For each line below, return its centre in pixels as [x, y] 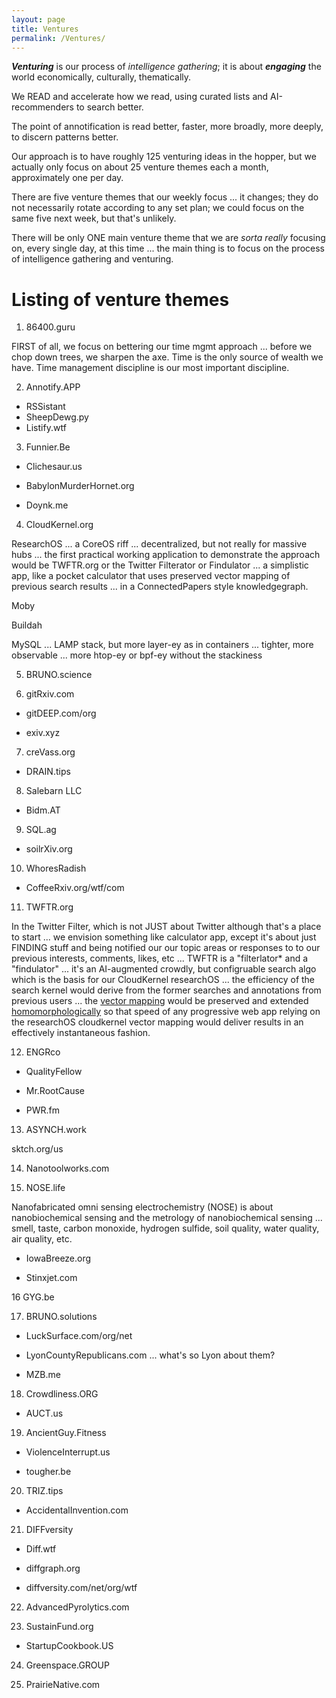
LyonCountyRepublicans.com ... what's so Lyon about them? [150, 1355]
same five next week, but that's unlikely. [94, 218]
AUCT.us [44, 1413]
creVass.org [50, 752]
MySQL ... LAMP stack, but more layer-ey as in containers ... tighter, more [162, 645]
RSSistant [45, 407]
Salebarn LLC [54, 791]
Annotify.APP [53, 387]
